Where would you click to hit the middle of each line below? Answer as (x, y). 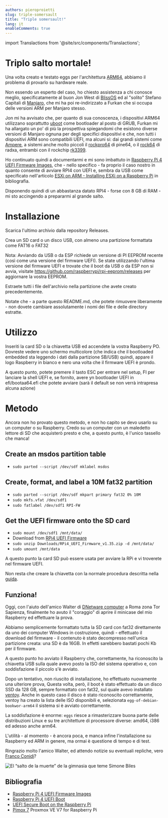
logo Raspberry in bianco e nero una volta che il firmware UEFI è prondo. (80, 362)
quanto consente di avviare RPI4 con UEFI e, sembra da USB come (74, 170)
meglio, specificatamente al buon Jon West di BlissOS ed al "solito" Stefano (83, 98)
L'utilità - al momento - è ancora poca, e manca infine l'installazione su (78, 736)
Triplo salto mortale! (48, 63)
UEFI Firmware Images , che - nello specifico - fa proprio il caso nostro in (80, 165)
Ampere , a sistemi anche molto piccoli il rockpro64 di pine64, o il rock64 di (83, 145)
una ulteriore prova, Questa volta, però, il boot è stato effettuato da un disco (83, 684)
